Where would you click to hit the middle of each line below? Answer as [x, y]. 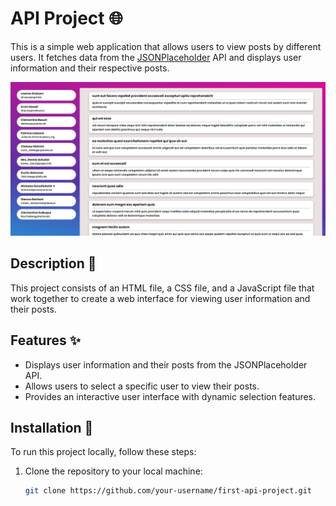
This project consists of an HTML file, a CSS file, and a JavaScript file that [162, 288]
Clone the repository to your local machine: [113, 471]
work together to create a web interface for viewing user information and [160, 298]
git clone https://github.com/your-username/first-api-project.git [168, 491]
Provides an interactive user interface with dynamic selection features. [170, 396]
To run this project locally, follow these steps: [103, 452]
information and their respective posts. [90, 68]
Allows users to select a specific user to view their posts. [142, 386]
